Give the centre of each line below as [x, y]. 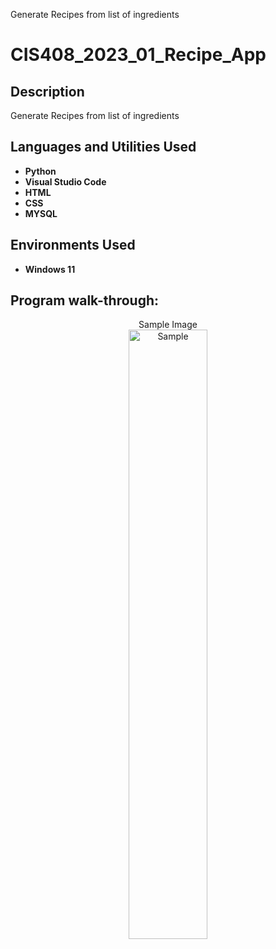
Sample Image [168, 325]
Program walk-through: [85, 300]
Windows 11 [50, 269]
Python [40, 171]
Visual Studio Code [65, 181]
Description [47, 91]
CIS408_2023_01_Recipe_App [138, 55]
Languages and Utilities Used [103, 147]
